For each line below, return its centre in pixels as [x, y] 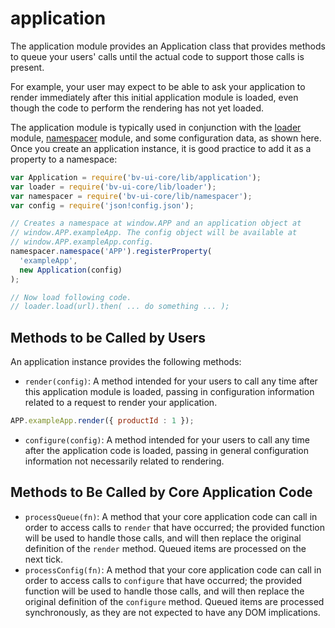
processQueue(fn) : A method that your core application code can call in [171, 516]
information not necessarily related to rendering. [124, 461]
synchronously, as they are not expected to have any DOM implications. [172, 612]
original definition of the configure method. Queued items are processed [174, 601]
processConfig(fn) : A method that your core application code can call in [173, 569]
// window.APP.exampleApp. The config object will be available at [154, 233]
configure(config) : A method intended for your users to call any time [167, 440]
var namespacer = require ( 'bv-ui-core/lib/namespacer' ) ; [131, 196]
